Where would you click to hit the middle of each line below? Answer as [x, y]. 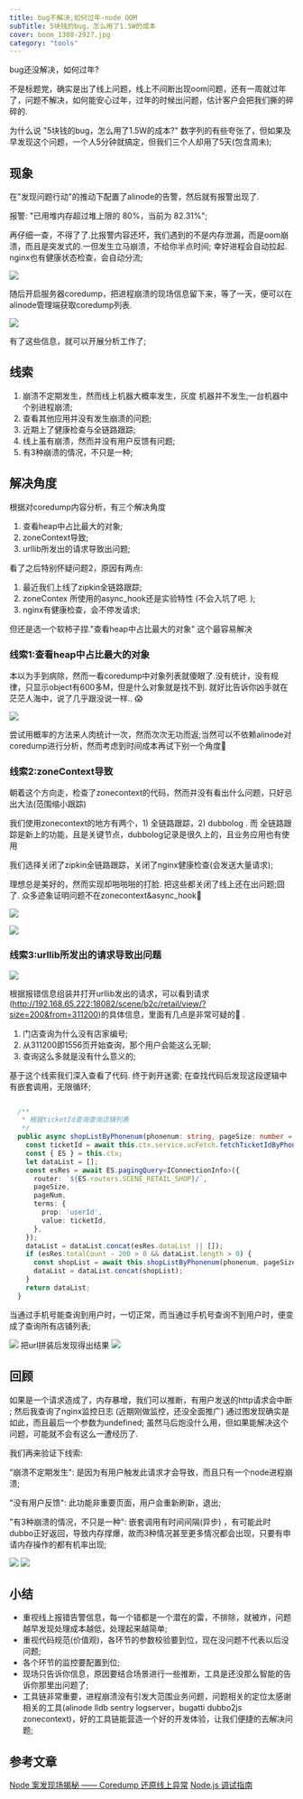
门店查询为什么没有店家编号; [75, 1033]
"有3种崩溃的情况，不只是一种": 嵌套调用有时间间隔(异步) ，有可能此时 [140, 1522]
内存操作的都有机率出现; [62, 1544]
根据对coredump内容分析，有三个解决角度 [88, 507]
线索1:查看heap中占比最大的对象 [80, 654]
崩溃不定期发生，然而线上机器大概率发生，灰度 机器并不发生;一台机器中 [155, 396]
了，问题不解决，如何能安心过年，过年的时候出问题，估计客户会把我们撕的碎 [151, 100]
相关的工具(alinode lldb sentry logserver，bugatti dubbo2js [132, 1708]
